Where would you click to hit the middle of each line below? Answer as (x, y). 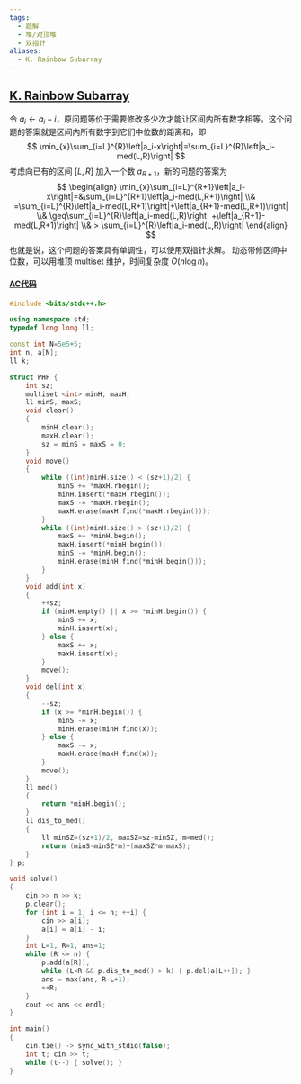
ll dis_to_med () (56, 821)
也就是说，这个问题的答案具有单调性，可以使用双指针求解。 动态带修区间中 (148, 250)
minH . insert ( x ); (88, 628)
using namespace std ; (50, 320)
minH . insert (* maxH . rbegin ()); (114, 495)
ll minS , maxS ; (54, 402)
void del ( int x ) (56, 687)
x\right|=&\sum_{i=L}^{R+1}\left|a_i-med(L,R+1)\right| (145, 197)
